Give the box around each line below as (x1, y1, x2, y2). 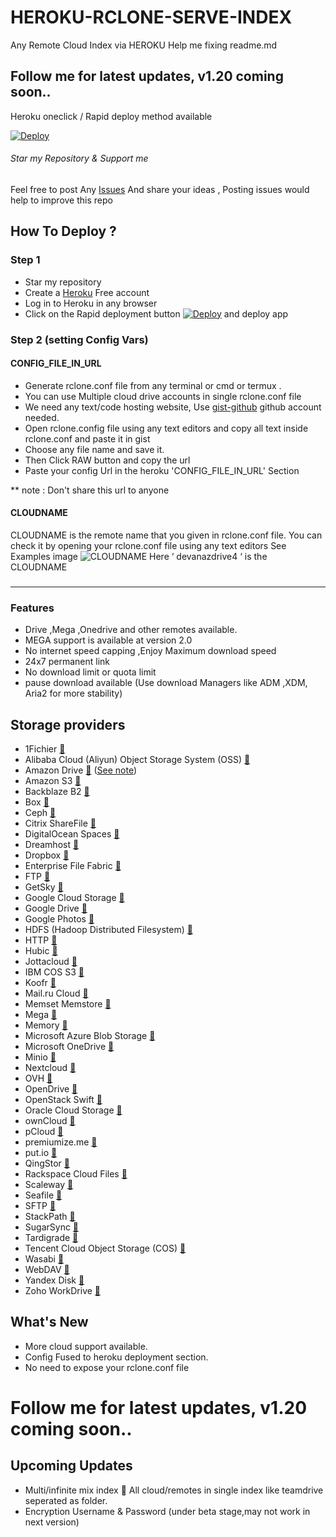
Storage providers (10, 716, 126, 733)
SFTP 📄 (24, 1200, 57, 1211)
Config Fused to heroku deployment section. (24, 1351, 209, 1363)
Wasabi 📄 (24, 1253, 65, 1265)
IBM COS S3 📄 (24, 966, 85, 978)
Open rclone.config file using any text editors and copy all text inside (24, 422, 309, 434)
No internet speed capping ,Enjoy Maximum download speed (24, 645, 277, 657)
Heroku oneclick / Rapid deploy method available (10, 110, 213, 122)
